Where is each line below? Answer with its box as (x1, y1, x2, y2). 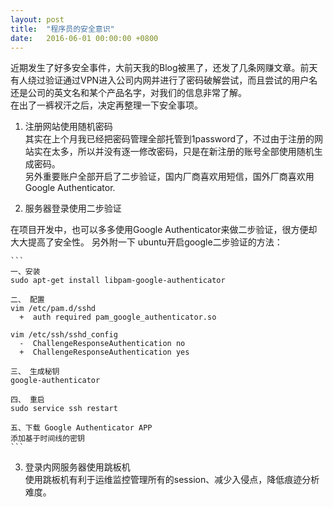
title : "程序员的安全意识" (10, 24, 115, 34)
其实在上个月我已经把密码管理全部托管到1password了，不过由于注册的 (24, 133, 315, 145)
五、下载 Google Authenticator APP (10, 423, 153, 433)
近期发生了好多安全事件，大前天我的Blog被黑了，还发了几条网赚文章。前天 (10, 62, 318, 74)
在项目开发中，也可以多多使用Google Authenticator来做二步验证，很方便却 (10, 224, 318, 236)
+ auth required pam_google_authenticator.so (19, 312, 217, 323)
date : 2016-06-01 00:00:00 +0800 (10, 33, 159, 43)
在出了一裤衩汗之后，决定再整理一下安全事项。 (10, 99, 203, 111)
